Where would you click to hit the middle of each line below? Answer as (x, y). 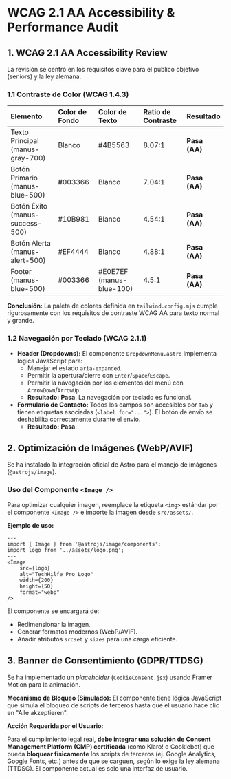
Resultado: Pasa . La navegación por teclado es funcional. (110, 397)
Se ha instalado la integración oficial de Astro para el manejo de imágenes (112, 465)
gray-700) (28, 158)
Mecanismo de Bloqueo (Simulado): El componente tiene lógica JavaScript (114, 698)
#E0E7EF (113, 272)
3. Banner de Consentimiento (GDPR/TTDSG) (106, 661)
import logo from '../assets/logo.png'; (66, 550)
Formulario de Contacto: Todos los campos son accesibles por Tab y (115, 405)
